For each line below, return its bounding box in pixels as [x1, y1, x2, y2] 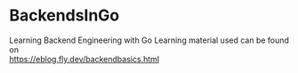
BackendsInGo [9, 5, 120, 26]
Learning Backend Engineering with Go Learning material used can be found [9, 35, 289, 45]
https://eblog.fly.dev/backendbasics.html [9, 53, 160, 64]
